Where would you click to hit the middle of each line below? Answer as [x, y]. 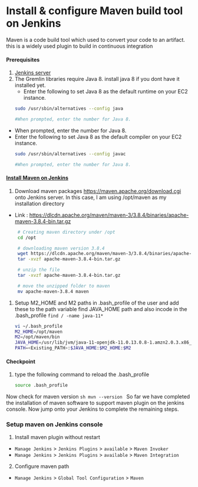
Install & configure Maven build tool [95, 11]
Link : [21, 215]
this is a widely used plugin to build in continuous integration [80, 46]
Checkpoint [21, 361]
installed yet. [30, 85]
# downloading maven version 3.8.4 [61, 248]
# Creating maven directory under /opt [66, 232]
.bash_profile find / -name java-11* [59, 315]
